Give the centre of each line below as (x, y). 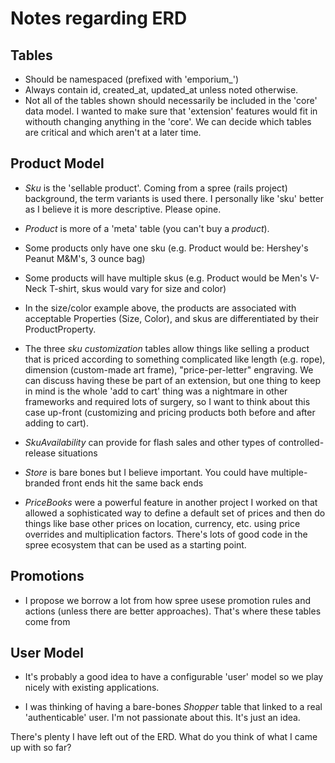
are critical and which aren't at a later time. (113, 132)
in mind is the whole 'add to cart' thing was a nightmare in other (156, 391)
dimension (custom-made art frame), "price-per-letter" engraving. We (169, 369)
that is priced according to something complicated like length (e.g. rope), (175, 359)
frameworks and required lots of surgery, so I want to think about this (167, 401)
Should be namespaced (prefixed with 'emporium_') (131, 79)
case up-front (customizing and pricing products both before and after (170, 412)
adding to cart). (56, 423)
